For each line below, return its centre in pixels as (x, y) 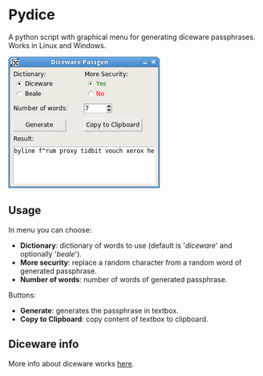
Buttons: (22, 295)
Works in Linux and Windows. (57, 45)
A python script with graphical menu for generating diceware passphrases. (132, 37)
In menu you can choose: (50, 229)
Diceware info (44, 344)
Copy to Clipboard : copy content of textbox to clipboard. (114, 319)
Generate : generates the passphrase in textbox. (99, 310)
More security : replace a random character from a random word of (131, 262)
